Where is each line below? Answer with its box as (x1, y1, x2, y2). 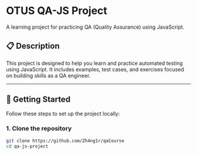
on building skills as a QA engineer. (6, 72, 91, 79)
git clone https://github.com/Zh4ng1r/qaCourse (6, 137, 125, 144)
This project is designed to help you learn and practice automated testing (6, 60, 183, 67)
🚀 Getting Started (6, 95, 71, 105)
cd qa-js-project (6, 143, 49, 149)
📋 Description (6, 41, 60, 51)
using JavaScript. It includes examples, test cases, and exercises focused (6, 66, 185, 73)
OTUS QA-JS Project (6, 4, 107, 18)
